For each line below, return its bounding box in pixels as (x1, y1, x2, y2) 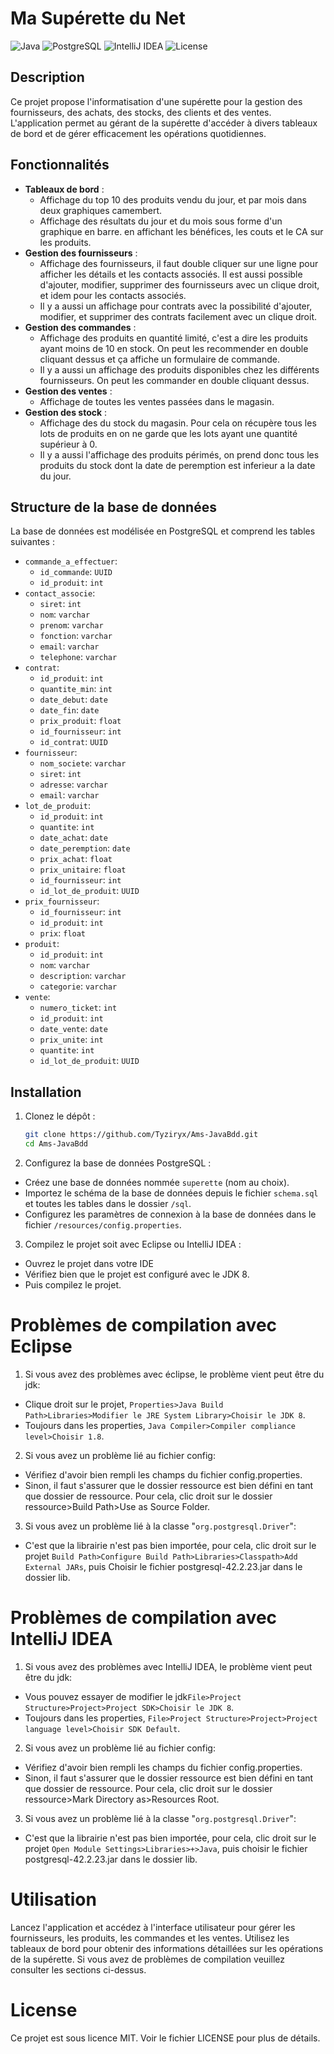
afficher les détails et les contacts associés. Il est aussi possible (39, 268, 303, 280)
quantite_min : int (39, 683, 113, 695)
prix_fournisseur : (24, 895, 100, 907)
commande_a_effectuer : (24, 555, 118, 567)
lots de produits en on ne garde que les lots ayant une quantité (39, 427, 298, 439)
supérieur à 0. (39, 438, 98, 450)
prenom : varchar (39, 619, 104, 631)
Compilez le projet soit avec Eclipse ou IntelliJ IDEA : (24, 1238, 242, 1250)
